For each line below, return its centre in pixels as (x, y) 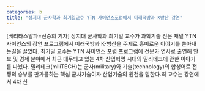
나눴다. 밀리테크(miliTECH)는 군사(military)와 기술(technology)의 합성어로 (102, 66)
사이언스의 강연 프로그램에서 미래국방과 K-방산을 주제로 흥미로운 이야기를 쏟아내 (102, 43)
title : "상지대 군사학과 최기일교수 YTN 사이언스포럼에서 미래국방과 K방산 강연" (95, 18)
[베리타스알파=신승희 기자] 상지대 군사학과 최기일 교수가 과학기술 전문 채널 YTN (102, 36)
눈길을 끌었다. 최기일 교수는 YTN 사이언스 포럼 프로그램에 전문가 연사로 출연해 (99, 51)
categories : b (24, 12)
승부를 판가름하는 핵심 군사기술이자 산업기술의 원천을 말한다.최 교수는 (100, 74)
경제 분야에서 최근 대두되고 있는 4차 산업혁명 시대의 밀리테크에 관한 (99, 59)
